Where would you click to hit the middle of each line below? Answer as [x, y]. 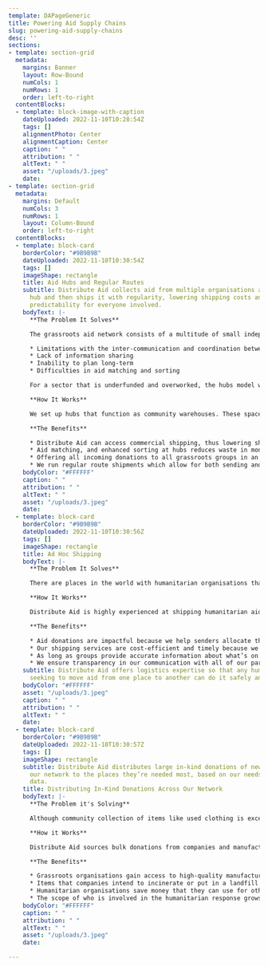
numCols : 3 [41, 208]
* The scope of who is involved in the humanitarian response [135, 898]
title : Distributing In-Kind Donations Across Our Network [123, 789]
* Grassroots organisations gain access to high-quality [126, 876]
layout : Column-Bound [58, 223]
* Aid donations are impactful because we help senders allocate [140, 641]
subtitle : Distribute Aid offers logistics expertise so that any [135, 671]
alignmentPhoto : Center [62, 134]
